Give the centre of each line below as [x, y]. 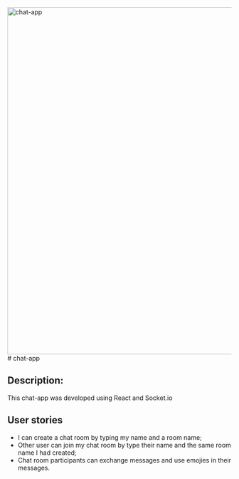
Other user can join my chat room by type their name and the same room [124, 445]
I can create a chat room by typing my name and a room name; [110, 437]
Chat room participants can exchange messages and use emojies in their [124, 460]
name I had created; [47, 453]
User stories [35, 420]
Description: [36, 381]
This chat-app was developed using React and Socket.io [90, 398]
